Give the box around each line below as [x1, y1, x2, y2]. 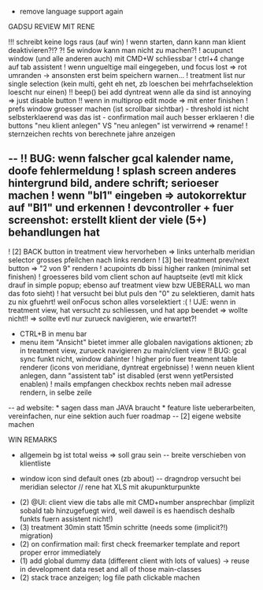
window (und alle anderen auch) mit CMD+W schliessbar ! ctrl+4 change [8, 54, 245, 63]
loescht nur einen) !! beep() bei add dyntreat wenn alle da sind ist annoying [8, 87, 252, 97]
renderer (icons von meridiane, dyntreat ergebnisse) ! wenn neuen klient [19, 362, 255, 372]
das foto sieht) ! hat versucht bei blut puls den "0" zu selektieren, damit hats [8, 288, 255, 298]
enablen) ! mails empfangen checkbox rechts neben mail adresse [19, 379, 232, 388]
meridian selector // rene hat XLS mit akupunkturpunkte [19, 482, 201, 492]
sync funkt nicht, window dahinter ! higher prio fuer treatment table [19, 354, 238, 363]
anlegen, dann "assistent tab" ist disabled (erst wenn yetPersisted [19, 370, 234, 380]
